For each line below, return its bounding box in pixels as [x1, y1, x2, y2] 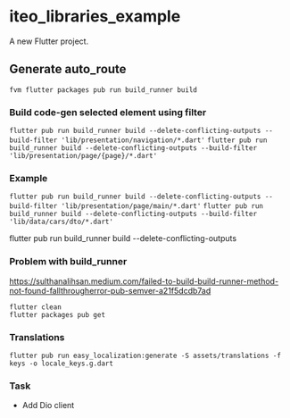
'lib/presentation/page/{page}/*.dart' [9, 152, 158, 161]
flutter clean [9, 302, 62, 312]
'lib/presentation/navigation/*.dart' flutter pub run [61, 136, 268, 145]
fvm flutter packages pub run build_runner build [9, 85, 198, 95]
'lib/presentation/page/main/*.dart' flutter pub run [61, 202, 263, 211]
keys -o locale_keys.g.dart [9, 359, 114, 368]
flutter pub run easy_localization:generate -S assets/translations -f [9, 351, 281, 360]
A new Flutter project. [9, 36, 89, 46]
